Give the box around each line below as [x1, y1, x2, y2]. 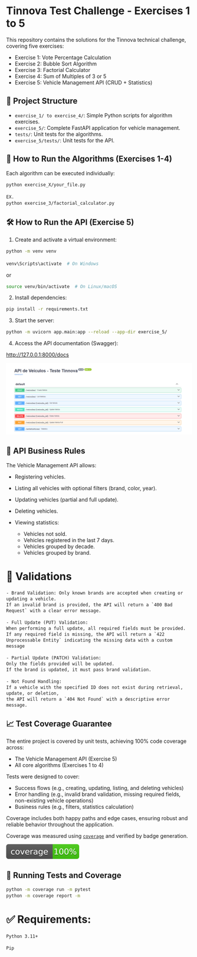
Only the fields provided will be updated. [6, 661, 115, 667]
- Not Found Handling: [6, 679, 62, 684]
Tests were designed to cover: [6, 773, 80, 780]
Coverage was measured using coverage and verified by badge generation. [6, 832, 188, 839]
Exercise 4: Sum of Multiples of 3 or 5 [14, 73, 107, 80]
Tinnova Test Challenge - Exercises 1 [6, 4, 191, 18]
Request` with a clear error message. [6, 608, 101, 614]
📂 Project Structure [6, 96, 78, 106]
